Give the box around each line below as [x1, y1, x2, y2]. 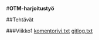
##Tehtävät [6, 16, 34, 23]
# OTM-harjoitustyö [6, 5, 54, 12]
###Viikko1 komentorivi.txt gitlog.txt [6, 27, 93, 34]
